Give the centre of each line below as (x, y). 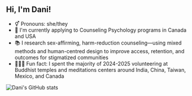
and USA (25, 36)
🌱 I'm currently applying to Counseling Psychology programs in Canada (100, 30)
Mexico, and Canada (39, 76)
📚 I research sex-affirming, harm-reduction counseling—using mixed (98, 43)
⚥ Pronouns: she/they (41, 23)
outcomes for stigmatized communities (62, 57)
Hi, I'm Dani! (29, 10)
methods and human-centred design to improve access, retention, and (100, 51)
